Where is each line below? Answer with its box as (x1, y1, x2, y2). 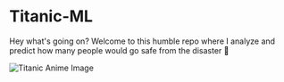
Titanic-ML (9, 6, 94, 27)
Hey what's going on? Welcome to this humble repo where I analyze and (9, 36, 275, 46)
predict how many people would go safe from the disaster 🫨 (9, 45, 230, 55)
